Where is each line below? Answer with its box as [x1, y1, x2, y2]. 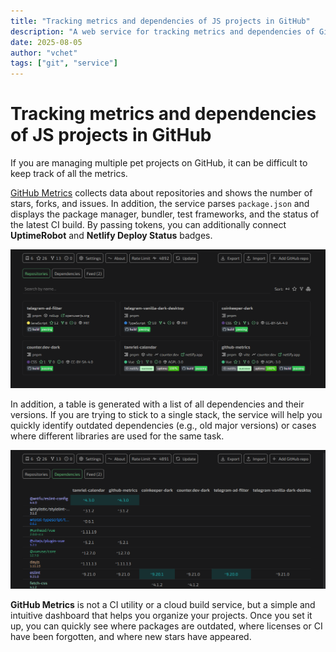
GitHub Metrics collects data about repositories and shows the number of [10, 187, 313, 199]
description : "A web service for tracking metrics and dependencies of [10, 26, 315, 37]
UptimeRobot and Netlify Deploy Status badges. [10, 230, 213, 242]
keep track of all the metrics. [10, 168, 128, 180]
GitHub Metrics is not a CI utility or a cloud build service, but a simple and [10, 599, 316, 610]
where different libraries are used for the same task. [10, 430, 225, 442]
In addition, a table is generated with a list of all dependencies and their [10, 398, 305, 410]
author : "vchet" [10, 48, 78, 58]
